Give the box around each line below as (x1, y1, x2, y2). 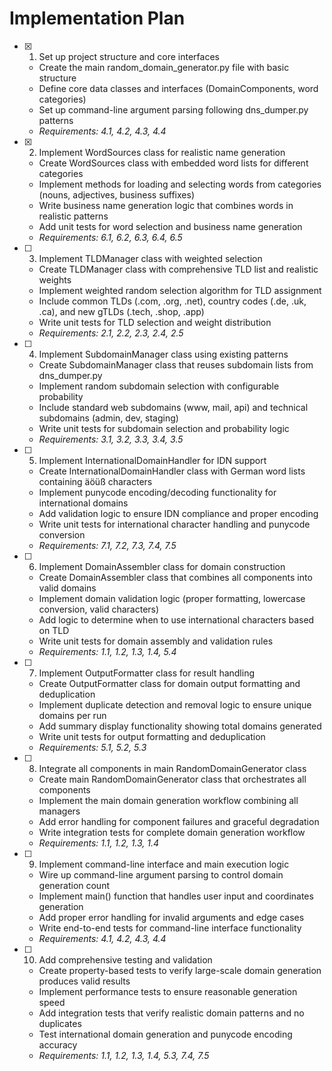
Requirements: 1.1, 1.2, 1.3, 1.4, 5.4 (38, 645, 177, 657)
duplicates (38, 1017, 82, 1029)
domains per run (38, 709, 107, 721)
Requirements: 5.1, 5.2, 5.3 (38, 741, 147, 753)
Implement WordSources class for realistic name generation (38, 146, 286, 158)
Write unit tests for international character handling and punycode (38, 518, 311, 530)
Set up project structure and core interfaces (38, 50, 220, 62)
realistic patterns (38, 210, 109, 222)
